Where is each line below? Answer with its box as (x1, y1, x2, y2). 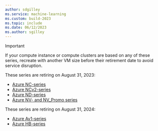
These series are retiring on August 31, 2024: (5, 106, 96, 112)
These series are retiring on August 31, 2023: (5, 72, 96, 78)
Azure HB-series (12, 121, 46, 127)
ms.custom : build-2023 (5, 16, 51, 21)
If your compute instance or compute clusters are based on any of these (5, 52, 150, 58)
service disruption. (5, 63, 43, 68)
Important (5, 43, 25, 49)
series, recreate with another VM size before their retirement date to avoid (5, 58, 154, 63)
